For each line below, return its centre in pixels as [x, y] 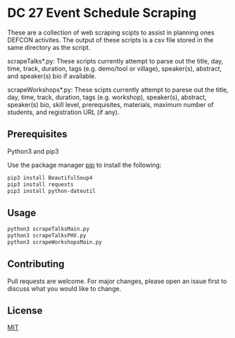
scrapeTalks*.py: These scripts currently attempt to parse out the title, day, [115, 61]
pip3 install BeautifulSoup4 [50, 177]
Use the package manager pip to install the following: [84, 165]
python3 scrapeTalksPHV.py [47, 236]
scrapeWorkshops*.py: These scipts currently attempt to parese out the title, [118, 89]
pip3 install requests [40, 184]
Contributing [36, 264]
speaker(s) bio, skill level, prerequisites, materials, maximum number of [110, 104]
